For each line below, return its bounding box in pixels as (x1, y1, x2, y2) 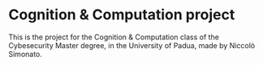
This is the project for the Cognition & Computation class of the (8, 32, 219, 42)
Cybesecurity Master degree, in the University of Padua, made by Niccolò (8, 40, 256, 50)
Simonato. (8, 49, 43, 59)
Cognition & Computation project (8, 6, 235, 24)
